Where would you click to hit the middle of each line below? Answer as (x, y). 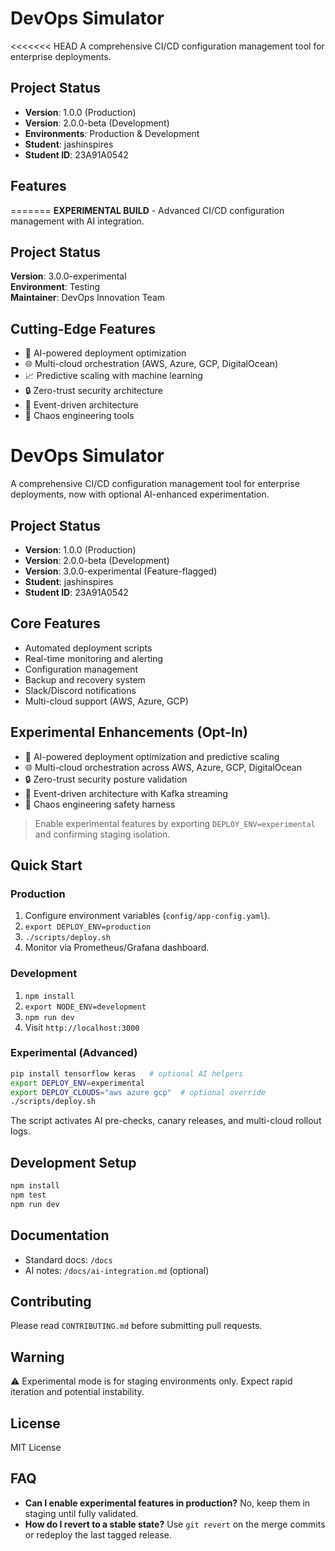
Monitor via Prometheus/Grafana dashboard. (117, 948)
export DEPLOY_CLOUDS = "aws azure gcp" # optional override (138, 1092)
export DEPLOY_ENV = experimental (77, 1083)
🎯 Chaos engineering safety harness (100, 804)
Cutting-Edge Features (83, 328)
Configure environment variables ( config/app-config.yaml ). (147, 916)
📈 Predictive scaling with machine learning (113, 376)
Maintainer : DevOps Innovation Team (88, 298)
